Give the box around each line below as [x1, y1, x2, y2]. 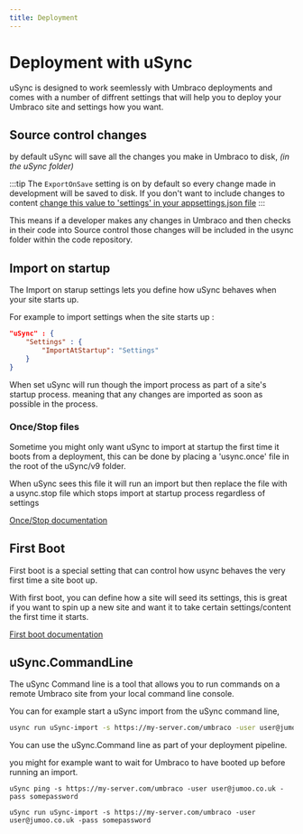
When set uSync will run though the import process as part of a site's [9, 379, 267, 389]
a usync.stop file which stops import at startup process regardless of [9, 487, 266, 498]
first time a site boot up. [9, 575, 97, 586]
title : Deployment [9, 13, 78, 23]
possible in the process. [9, 398, 98, 409]
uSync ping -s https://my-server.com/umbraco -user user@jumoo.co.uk [9, 784, 277, 793]
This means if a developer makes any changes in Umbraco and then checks [9, 215, 291, 226]
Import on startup [9, 260, 111, 276]
